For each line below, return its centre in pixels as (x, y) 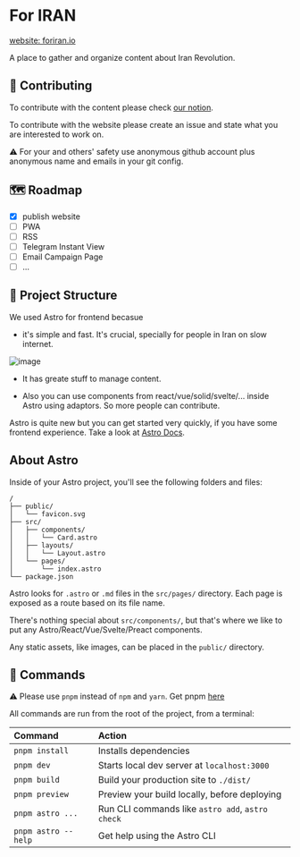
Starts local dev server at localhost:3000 (183, 766)
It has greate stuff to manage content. (92, 378)
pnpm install (42, 751)
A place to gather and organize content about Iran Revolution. (122, 57)
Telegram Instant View (63, 246)
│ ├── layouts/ (42, 545)
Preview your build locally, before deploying (190, 794)
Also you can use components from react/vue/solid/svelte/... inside (146, 395)
